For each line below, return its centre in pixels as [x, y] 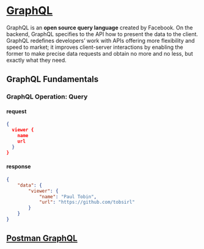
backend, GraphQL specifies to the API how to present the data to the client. [102, 34]
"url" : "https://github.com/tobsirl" [87, 203]
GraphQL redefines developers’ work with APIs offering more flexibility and [101, 40]
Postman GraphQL [42, 238]
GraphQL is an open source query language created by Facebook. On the [100, 28]
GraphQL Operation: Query [47, 97]
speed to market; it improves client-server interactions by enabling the [95, 47]
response [19, 166]
